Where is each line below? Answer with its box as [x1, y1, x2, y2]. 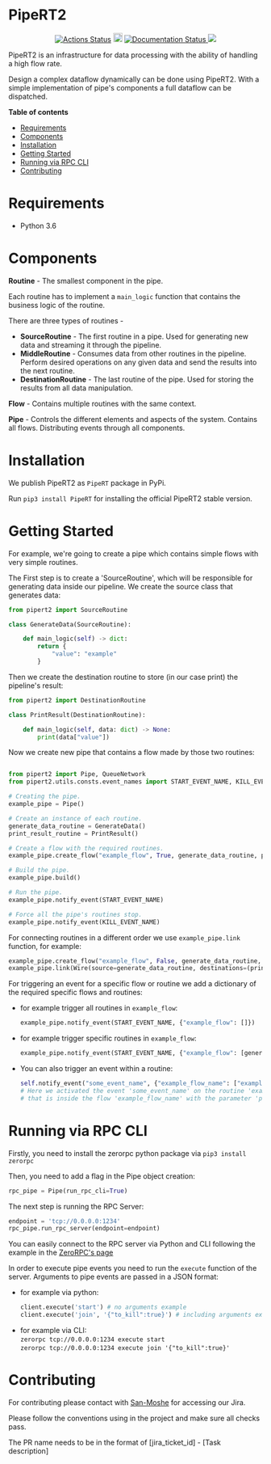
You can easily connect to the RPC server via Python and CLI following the [8, 1239, 256, 1249]
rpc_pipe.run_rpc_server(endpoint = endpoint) [8, 1225, 161, 1233]
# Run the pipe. [8, 888, 63, 897]
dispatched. [8, 91, 48, 101]
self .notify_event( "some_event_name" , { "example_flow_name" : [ [19, 1079, 238, 1088]
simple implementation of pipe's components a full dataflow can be [8, 82, 232, 92]
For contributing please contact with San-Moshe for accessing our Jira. [8, 1397, 246, 1407]
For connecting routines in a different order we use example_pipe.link [8, 932, 240, 943]
